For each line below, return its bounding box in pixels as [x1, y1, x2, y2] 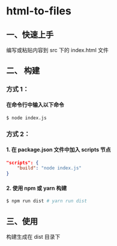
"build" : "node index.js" [17, 165, 82, 171]
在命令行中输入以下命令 [6, 101, 64, 108]
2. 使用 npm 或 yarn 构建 [6, 184, 67, 192]
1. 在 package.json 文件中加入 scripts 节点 [6, 145, 111, 153]
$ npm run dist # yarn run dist [6, 198, 87, 204]
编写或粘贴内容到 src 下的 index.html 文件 [6, 47, 109, 53]
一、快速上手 [6, 29, 54, 40]
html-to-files [6, 4, 72, 18]
